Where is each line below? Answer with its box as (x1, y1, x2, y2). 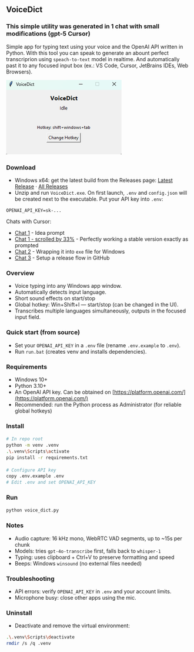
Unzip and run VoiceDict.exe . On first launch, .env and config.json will (14, 189, 187, 196)
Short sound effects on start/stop (14, 295, 96, 302)
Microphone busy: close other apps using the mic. (14, 594, 136, 601)
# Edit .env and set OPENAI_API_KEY (6, 480, 96, 485)
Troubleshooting (6, 574, 55, 583)
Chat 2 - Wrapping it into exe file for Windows (14, 248, 125, 255)
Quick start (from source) (6, 328, 81, 337)
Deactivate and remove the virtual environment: (14, 622, 131, 629)
